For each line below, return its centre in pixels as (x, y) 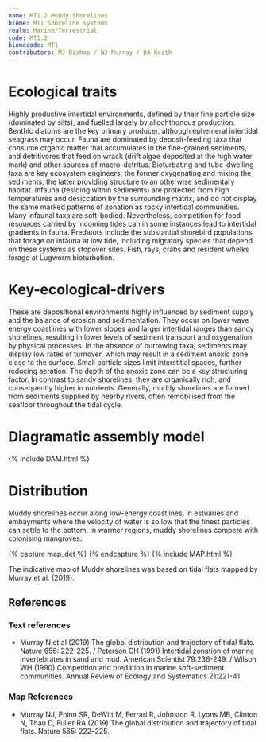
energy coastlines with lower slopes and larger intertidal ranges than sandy (131, 328)
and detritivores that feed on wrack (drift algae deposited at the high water (130, 156)
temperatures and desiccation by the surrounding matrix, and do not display (133, 198)
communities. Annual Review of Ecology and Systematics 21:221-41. (131, 676)
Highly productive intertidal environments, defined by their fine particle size (132, 114)
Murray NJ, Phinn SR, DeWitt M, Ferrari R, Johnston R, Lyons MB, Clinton (139, 714)
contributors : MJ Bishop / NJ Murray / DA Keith (90, 52)
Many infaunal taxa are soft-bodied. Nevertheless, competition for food (124, 215)
